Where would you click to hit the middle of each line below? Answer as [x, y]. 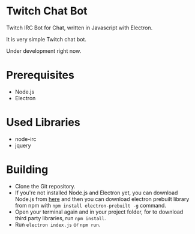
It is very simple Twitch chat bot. [46, 39]
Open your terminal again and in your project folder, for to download [99, 212]
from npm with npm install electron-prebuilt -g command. [91, 205]
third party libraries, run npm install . [60, 218]
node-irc [26, 139]
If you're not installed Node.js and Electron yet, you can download [96, 193]
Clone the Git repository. [45, 186]
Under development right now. [44, 51]
